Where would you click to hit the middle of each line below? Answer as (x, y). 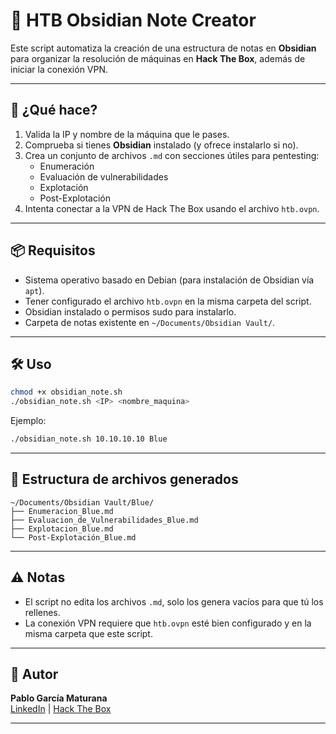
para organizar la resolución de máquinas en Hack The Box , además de (158, 58)
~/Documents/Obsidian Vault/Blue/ (82, 502)
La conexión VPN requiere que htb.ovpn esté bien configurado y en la (168, 623)
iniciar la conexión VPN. (59, 69)
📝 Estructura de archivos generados (124, 479)
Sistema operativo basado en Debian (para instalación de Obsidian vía (169, 280)
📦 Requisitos (53, 250)
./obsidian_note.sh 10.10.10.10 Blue (89, 439)
